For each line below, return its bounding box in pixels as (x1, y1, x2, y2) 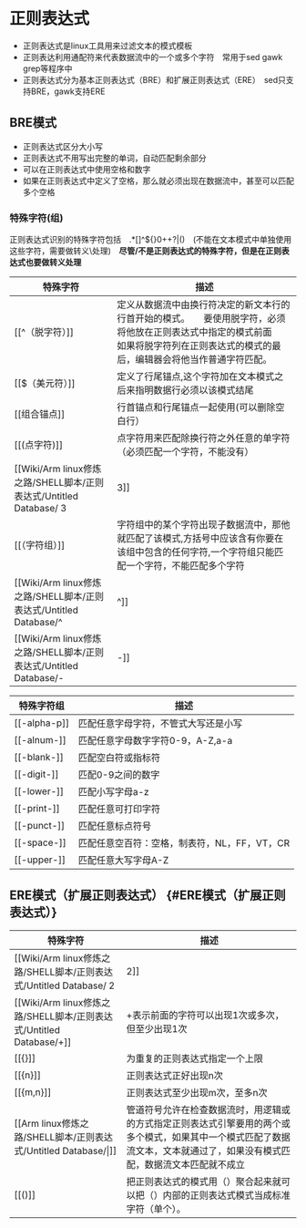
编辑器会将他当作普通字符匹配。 (135, 353, 272, 366)
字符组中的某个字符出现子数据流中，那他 (117, 519, 291, 531)
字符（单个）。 (126, 1202, 187, 1215)
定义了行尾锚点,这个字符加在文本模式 (117, 370, 275, 383)
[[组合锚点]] (14, 408, 66, 420)
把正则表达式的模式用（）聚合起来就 (126, 1175, 282, 1188)
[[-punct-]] (14, 820, 66, 832)
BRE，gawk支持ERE (30, 86, 106, 97)
